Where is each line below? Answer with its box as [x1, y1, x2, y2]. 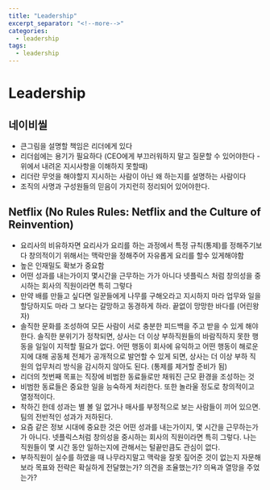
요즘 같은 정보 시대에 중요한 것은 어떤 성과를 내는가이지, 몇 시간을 [19, 421, 224, 432]
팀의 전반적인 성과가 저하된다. [19, 412, 114, 421]
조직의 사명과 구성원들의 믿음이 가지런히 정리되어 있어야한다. [19, 182, 210, 191]
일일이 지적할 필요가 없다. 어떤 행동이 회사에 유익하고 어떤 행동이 [35, 341, 238, 351]
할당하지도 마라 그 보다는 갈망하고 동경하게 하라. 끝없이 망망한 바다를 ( [19, 300, 240, 311]
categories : [8, 27, 48, 35]
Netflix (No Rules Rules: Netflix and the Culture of [8, 205, 262, 219]
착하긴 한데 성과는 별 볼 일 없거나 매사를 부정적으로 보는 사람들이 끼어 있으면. [19, 401, 261, 412]
